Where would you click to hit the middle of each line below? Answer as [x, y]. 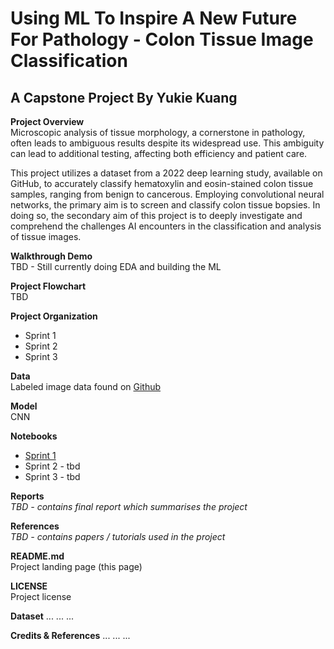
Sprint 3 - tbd [52, 476]
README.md [37, 556]
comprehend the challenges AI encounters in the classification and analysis [166, 226]
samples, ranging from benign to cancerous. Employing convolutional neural [167, 194]
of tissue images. [46, 236]
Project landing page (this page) [76, 566]
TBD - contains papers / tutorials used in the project [118, 536]
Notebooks [34, 436]
